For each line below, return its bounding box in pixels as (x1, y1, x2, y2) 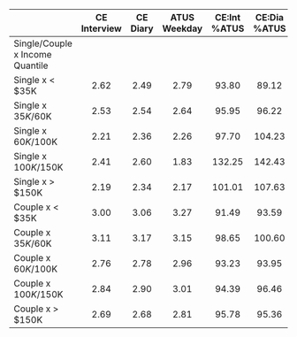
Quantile (13, 59, 49, 72)
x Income (13, 49, 52, 60)
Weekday (162, 22, 203, 34)
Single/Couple (13, 37, 73, 50)
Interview (80, 22, 122, 34)
